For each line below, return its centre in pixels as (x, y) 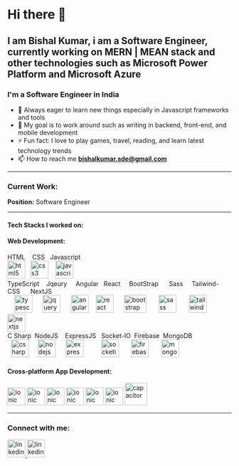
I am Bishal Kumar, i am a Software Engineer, (108, 41)
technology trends (44, 150)
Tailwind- (205, 283)
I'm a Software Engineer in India (63, 94)
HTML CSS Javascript (44, 257)
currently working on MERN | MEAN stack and (111, 52)
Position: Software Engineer (49, 202)
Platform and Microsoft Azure (74, 74)
